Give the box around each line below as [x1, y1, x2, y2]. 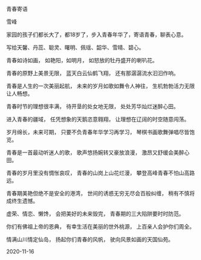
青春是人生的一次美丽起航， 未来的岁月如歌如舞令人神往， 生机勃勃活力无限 [6, 82, 195, 89]
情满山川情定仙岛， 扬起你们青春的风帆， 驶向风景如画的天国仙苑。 [6, 236, 174, 243]
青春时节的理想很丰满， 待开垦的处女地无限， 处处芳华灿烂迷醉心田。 [6, 103, 179, 110]
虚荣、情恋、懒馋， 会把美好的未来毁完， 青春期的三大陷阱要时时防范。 [6, 210, 185, 217]
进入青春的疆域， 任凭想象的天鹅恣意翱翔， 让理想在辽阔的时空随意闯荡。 [6, 115, 189, 123]
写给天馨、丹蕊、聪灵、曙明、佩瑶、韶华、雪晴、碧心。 [6, 44, 144, 51]
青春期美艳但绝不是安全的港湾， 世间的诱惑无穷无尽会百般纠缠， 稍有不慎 [6, 190, 189, 197]
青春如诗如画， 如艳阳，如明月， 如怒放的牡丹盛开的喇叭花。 [6, 57, 158, 63]
